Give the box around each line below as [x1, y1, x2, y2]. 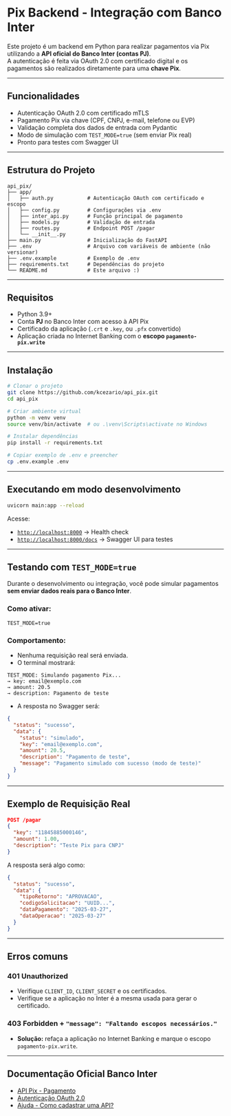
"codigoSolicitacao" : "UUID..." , [19, 899, 115, 907]
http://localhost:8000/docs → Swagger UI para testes [16, 535, 173, 543]
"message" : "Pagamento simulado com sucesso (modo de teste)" [19, 760, 201, 767]
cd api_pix [7, 395, 38, 402]
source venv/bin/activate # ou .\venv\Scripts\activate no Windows [7, 421, 208, 428]
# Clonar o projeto [7, 383, 63, 390]
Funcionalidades [7, 91, 80, 102]
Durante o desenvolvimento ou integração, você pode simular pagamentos [7, 580, 219, 588]
